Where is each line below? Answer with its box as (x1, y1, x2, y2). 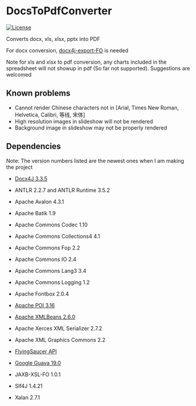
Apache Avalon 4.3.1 (14, 198, 64, 205)
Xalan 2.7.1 (14, 394, 40, 401)
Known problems (6, 88, 71, 99)
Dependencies (6, 141, 61, 152)
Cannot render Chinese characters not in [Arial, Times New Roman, (14, 104, 179, 111)
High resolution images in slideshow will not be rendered (14, 118, 153, 125)
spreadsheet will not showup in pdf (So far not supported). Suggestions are (6, 64, 191, 72)
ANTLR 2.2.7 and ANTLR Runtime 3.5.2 (14, 186, 111, 194)
